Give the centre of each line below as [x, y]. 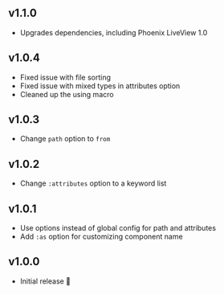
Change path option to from [65, 139]
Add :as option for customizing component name [101, 237]
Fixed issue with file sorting [65, 77]
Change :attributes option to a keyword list [93, 183]
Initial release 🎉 [45, 281]
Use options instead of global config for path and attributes [118, 228]
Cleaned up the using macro [67, 94]
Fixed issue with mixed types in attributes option [100, 86]
